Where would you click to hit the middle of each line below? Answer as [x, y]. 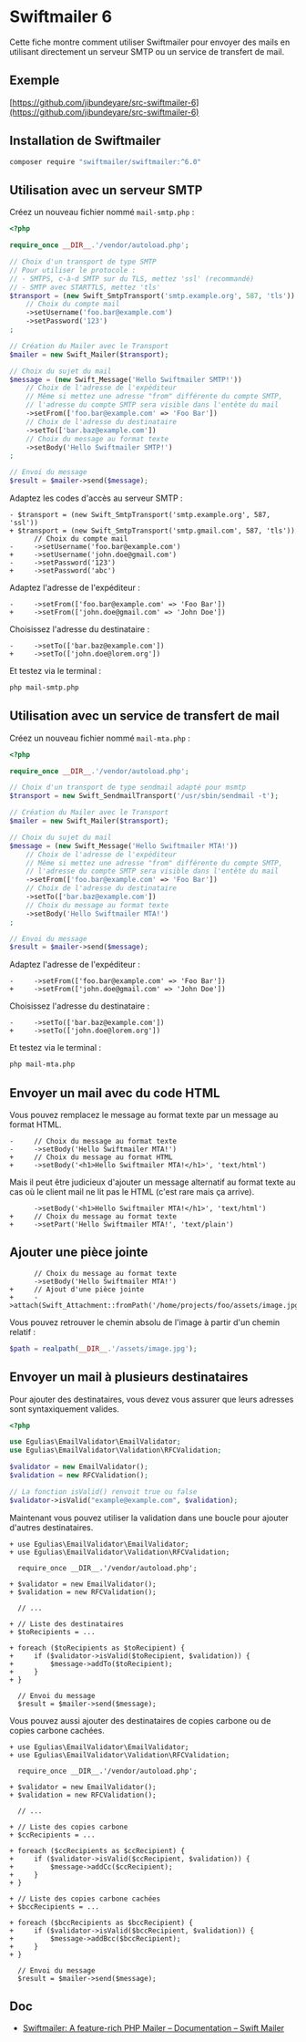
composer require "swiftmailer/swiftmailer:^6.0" [106, 161]
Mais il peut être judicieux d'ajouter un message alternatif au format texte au [153, 1182]
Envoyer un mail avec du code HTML [115, 1093]
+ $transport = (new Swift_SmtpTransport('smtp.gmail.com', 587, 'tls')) [153, 531]
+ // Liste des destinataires [67, 1624]
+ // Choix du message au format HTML [91, 1157]
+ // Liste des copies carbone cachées [85, 1899]
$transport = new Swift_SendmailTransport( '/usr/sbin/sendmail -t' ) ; [144, 796]
